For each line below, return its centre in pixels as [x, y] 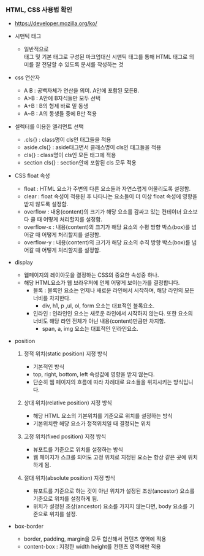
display [24, 263]
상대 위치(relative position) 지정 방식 [68, 403]
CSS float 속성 [32, 176]
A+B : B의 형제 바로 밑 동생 [56, 106]
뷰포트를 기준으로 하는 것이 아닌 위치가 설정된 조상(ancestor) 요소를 [114, 491]
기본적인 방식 [49, 367]
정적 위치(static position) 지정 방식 [66, 353]
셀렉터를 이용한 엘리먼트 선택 [49, 126]
